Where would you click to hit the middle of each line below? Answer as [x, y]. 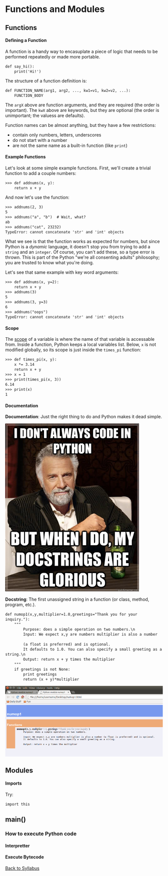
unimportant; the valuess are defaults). [45, 115]
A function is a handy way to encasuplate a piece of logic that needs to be [81, 51]
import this [17, 804]
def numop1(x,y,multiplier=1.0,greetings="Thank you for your [71, 615]
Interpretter [17, 846]
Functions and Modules [55, 9]
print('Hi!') [28, 71]
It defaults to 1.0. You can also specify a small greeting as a [93, 650]
